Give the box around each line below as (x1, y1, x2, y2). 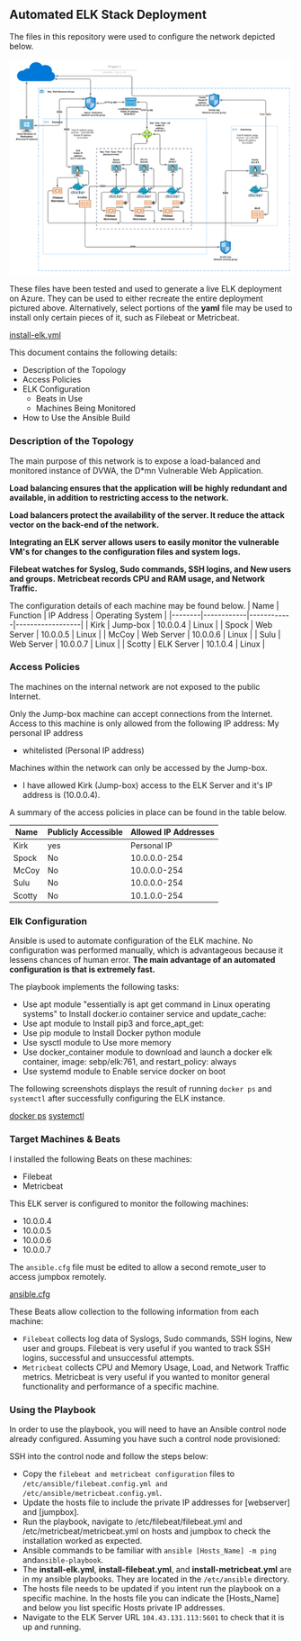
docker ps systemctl (9, 1111, 85, 1121)
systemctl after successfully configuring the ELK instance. (9, 1093, 226, 1104)
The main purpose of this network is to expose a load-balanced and (9, 455, 261, 467)
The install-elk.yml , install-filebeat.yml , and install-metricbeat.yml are (22, 1564, 292, 1574)
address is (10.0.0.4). (22, 789, 101, 800)
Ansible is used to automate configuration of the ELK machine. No (9, 936, 253, 947)
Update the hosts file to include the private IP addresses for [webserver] (22, 1497, 290, 1508)
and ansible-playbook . (22, 1554, 104, 1565)
